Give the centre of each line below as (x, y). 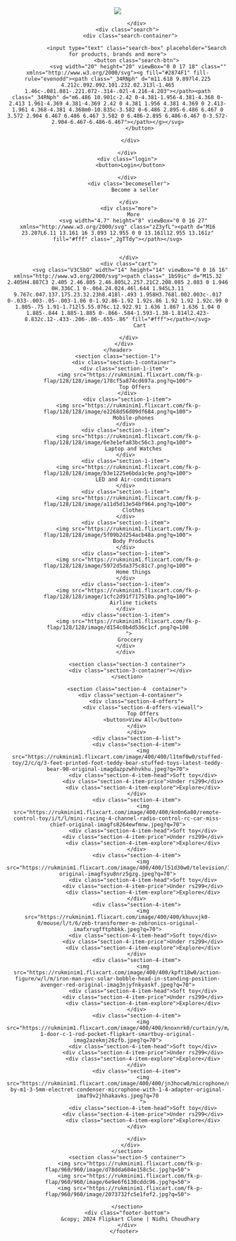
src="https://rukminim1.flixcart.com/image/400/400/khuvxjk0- (118, 917)
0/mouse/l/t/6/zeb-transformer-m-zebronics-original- (118, 923)
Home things (133, 572)
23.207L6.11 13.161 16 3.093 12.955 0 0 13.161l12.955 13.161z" (118, 233)
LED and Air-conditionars (133, 480)
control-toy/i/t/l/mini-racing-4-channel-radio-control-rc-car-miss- (118, 818)
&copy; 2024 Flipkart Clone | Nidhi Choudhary (130, 1219)
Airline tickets (133, 603)
